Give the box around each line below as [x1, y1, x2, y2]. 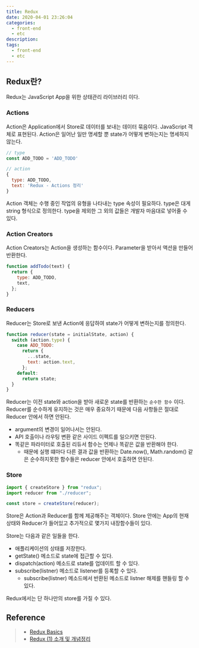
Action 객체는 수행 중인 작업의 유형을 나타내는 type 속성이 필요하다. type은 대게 [6, 200, 191, 207]
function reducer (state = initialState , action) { [6, 331, 134, 337]
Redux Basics [29, 628, 64, 635]
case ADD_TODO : [17, 342, 55, 348]
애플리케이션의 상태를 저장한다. [14, 545, 87, 552]
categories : [6, 20, 36, 26]
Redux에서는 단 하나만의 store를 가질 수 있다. [6, 595, 112, 602]
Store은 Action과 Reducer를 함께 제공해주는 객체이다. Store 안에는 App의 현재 [6, 512, 189, 519]
